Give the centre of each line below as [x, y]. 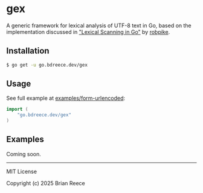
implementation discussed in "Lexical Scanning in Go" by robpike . [88, 31]
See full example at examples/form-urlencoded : [66, 98]
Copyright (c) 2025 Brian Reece [46, 183]
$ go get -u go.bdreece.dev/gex [47, 65]
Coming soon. [24, 154]
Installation [28, 51]
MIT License [22, 171]
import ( [17, 110]
